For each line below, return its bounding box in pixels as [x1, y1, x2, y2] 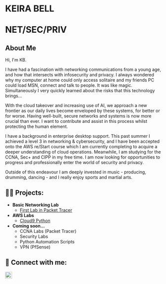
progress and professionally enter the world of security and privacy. [5, 160, 144, 165]
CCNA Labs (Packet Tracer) [19, 228, 77, 234]
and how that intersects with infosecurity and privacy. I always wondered [5, 72, 155, 77]
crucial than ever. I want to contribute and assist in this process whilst [5, 118, 148, 124]
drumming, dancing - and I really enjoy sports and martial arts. [5, 174, 133, 180]
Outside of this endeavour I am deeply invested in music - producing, [5, 169, 146, 175]
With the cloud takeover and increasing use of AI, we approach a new [5, 103, 147, 108]
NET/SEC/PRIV [5, 24, 67, 35]
